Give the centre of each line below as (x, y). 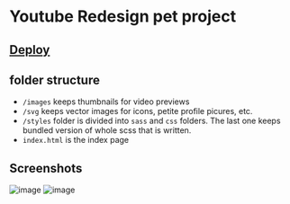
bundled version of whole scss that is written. (107, 130)
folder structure (55, 80)
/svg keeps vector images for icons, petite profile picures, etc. (137, 111)
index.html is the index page (75, 140)
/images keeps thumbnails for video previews (106, 102)
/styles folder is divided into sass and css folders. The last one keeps (151, 121)
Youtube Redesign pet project (123, 17)
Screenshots (46, 168)
